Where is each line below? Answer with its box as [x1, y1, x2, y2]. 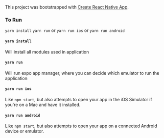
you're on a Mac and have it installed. [5, 102, 81, 108]
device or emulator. [5, 128, 44, 134]
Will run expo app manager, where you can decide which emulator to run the [5, 70, 160, 76]
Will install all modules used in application [5, 49, 89, 55]
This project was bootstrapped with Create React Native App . [5, 4, 129, 10]
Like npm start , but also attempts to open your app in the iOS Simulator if [5, 96, 153, 102]
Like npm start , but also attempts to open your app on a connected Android [5, 123, 158, 129]
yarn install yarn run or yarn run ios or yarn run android [5, 28, 125, 33]
